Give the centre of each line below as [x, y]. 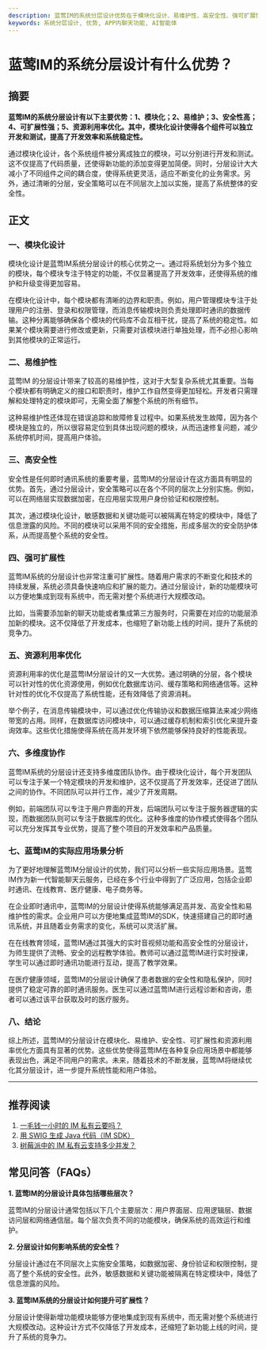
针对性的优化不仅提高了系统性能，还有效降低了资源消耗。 [102, 694]
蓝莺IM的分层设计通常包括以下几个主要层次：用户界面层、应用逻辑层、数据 [130, 1210]
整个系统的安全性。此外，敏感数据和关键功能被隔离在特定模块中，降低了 [140, 1273]
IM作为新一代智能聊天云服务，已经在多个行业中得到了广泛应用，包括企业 [127, 879]
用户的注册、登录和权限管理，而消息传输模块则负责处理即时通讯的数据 [129, 311]
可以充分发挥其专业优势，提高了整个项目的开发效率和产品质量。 [112, 828]
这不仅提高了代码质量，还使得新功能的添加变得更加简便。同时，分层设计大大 [133, 163]
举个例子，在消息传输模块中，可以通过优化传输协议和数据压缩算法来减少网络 [133, 711]
